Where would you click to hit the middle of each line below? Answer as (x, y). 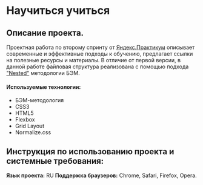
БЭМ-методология (39, 100)
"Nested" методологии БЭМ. (43, 73)
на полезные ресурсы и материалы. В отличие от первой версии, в (93, 60)
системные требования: (55, 161)
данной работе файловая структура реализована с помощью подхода (98, 67)
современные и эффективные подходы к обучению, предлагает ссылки (100, 54)
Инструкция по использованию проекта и (90, 151)
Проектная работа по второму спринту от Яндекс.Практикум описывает (101, 47)
